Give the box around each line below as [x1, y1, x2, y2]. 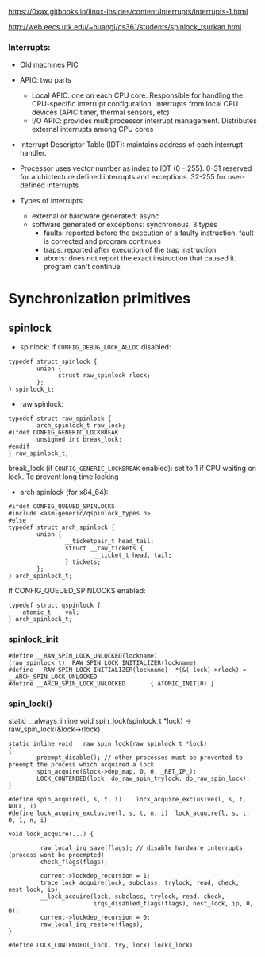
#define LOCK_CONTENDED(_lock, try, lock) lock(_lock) [8, 941, 194, 949]
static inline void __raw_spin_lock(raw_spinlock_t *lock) [8, 739, 208, 747]
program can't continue [43, 262, 121, 272]
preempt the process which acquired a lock [8, 760, 155, 769]
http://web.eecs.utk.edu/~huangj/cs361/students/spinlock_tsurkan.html [8, 22, 242, 31]
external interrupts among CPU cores [31, 125, 154, 134]
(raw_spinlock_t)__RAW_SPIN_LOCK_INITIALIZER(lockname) [8, 658, 197, 666]
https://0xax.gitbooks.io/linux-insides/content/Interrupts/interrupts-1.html [8, 7, 248, 16]
